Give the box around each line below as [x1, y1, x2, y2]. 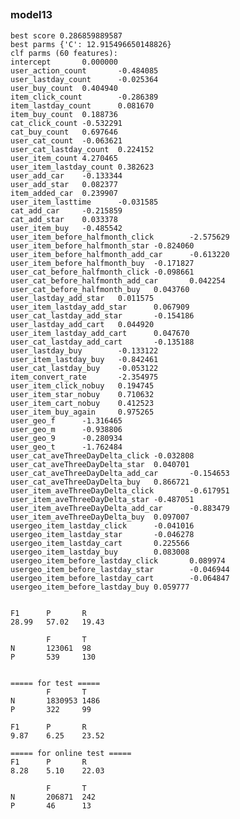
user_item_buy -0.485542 [10, 223, 123, 233]
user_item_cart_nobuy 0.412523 [10, 398, 155, 408]
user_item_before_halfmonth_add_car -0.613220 [10, 249, 230, 259]
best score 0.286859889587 [10, 30, 123, 41]
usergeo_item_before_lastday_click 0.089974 [10, 555, 226, 566]
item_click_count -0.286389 [10, 92, 159, 102]
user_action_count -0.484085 [10, 65, 159, 76]
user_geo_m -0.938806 [10, 424, 123, 434]
